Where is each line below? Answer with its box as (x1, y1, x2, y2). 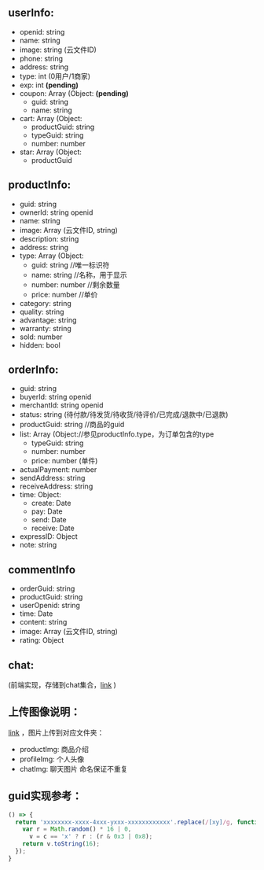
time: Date (19, 609, 53, 618)
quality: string (19, 307, 64, 316)
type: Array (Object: (19, 251, 84, 260)
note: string (19, 540, 57, 550)
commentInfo (8, 562, 76, 577)
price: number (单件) (31, 456, 98, 466)
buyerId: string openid (19, 393, 92, 402)
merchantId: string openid (19, 400, 104, 410)
